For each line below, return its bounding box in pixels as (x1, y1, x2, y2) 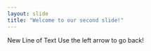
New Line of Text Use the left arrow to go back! (7, 36, 144, 44)
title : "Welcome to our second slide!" (7, 17, 124, 24)
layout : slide (7, 10, 49, 17)
